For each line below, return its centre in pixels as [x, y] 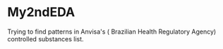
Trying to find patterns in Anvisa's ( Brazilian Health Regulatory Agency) [112, 31]
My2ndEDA [41, 12]
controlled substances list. [46, 38]
